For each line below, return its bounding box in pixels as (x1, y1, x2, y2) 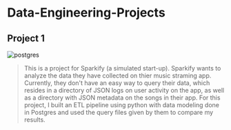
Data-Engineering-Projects (7, 5, 165, 21)
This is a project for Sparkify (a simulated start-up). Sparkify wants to (23, 64, 221, 72)
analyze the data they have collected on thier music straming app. (23, 71, 212, 80)
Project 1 (7, 32, 45, 44)
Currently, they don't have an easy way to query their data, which (23, 79, 210, 87)
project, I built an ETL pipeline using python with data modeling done (23, 101, 219, 109)
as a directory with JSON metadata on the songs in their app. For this (23, 93, 221, 102)
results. (23, 115, 46, 124)
